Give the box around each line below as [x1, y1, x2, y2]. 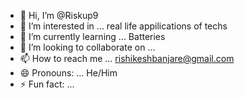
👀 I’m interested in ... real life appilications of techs [19, 20, 228, 32]
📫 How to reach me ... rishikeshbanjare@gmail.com [19, 53, 235, 64]
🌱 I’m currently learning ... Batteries [19, 31, 166, 42]
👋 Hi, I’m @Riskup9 [19, 10, 99, 21]
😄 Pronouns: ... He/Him [19, 67, 118, 79]
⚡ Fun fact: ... [19, 78, 75, 90]
